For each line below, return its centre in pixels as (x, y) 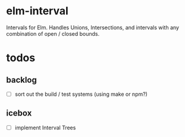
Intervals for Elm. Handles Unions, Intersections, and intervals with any (93, 27)
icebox (19, 113)
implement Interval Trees (45, 127)
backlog (22, 80)
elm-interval (37, 11)
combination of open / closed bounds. (53, 33)
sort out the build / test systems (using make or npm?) (81, 94)
